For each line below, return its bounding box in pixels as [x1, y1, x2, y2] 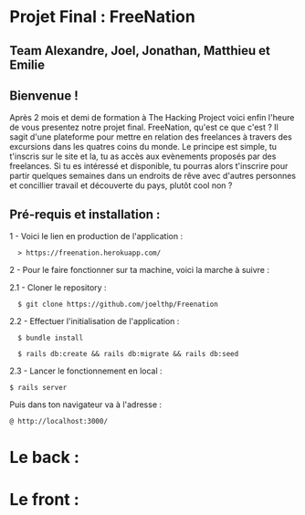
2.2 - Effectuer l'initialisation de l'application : [9, 316, 180, 327]
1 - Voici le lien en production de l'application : [9, 231, 184, 242]
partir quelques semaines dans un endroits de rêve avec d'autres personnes [9, 171, 297, 182]
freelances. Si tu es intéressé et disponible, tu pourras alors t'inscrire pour [9, 161, 289, 172]
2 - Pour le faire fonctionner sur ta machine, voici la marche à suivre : [9, 265, 270, 276]
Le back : [9, 447, 80, 468]
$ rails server [9, 384, 68, 393]
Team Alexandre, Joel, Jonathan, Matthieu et [9, 43, 271, 58]
